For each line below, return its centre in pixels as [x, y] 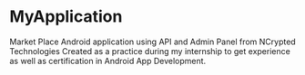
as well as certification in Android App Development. [108, 61]
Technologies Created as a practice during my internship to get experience [150, 51]
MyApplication [66, 17]
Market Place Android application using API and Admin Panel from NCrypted [152, 42]
